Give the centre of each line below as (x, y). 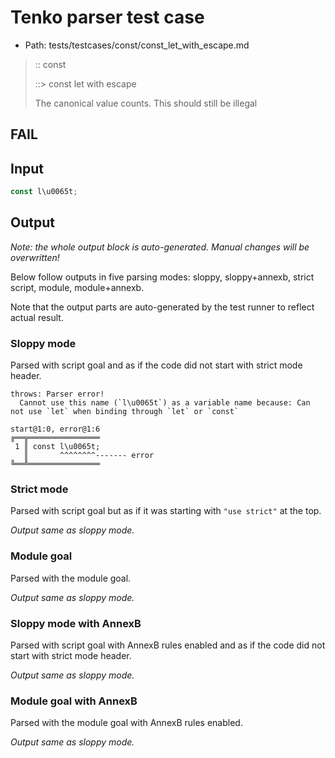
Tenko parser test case (107, 17)
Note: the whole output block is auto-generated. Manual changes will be (160, 247)
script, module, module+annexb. (77, 287)
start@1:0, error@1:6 (55, 429)
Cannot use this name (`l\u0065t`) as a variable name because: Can (165, 403)
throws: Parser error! (57, 394)
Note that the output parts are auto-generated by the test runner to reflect (162, 307)
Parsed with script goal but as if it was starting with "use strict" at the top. (166, 511)
